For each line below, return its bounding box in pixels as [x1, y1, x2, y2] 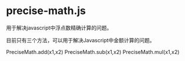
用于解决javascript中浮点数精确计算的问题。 [6, 24, 113, 31]
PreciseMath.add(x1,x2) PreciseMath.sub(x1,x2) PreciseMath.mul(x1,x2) [6, 48, 180, 55]
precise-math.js [6, 4, 86, 18]
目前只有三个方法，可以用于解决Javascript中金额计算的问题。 [6, 36, 155, 43]
